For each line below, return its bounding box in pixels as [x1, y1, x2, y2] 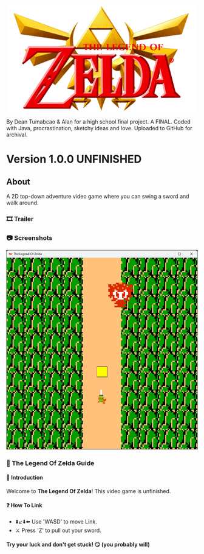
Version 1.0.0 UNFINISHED [6, 152, 142, 166]
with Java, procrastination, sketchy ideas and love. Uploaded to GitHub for [6, 125, 192, 131]
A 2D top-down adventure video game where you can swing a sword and [6, 193, 189, 200]
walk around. [6, 199, 39, 206]
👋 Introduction [6, 474, 44, 482]
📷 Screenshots [6, 233, 53, 242]
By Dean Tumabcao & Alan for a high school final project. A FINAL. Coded [6, 118, 191, 125]
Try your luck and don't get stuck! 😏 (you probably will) [6, 541, 150, 548]
